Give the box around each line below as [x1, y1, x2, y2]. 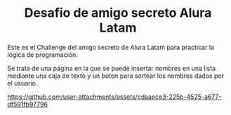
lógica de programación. [7, 50, 79, 59]
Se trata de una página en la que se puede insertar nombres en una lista [7, 64, 216, 72]
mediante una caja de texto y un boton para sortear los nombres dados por [7, 72, 225, 80]
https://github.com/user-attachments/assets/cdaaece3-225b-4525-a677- [7, 93, 222, 101]
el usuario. [7, 79, 38, 87]
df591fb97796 [7, 100, 48, 108]
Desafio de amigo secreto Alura [24, 5, 212, 21]
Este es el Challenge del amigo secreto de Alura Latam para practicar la [7, 43, 214, 51]
